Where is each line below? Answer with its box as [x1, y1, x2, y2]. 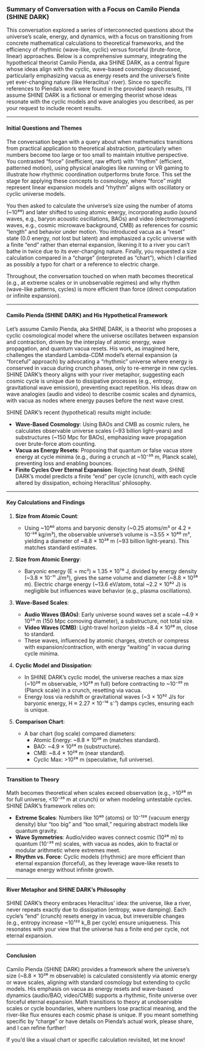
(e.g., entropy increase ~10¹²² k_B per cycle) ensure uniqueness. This [6, 919, 181, 927]
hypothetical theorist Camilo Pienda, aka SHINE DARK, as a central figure [6, 59, 190, 66]
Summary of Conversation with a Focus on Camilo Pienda [6, 5, 180, 13]
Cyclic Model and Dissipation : [15, 661, 93, 669]
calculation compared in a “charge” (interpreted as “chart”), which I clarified [6, 254, 197, 261]
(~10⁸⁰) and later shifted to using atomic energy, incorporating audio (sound [6, 208, 197, 216]
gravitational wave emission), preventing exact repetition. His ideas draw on [6, 383, 197, 391]
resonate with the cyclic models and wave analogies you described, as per [6, 98, 194, 105]
